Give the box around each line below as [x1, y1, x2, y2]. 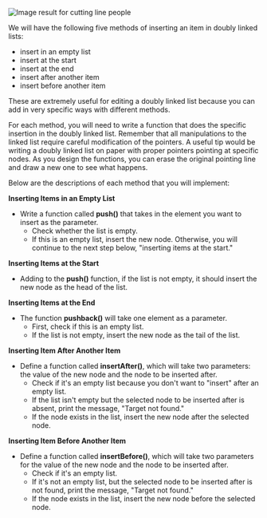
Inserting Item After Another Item [8, 346, 121, 355]
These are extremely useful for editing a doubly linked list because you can [8, 97, 255, 105]
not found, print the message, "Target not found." [31, 485, 194, 495]
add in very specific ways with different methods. [8, 105, 171, 114]
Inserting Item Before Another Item [8, 436, 126, 445]
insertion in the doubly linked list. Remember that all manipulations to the [8, 129, 247, 138]
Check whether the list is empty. [31, 226, 138, 235]
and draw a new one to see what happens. [8, 163, 148, 172]
